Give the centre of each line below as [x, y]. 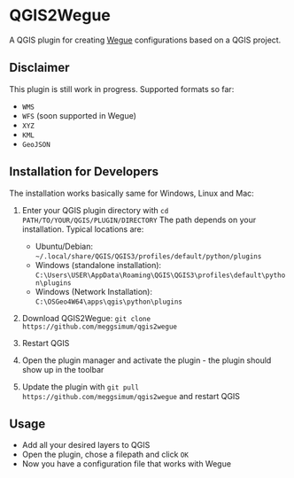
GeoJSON [36, 144]
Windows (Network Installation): [94, 291]
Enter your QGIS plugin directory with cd [95, 210]
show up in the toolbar [63, 369]
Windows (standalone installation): [98, 265]
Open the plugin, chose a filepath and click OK [105, 455]
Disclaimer [39, 68]
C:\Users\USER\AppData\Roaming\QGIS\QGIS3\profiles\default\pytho [160, 275]
